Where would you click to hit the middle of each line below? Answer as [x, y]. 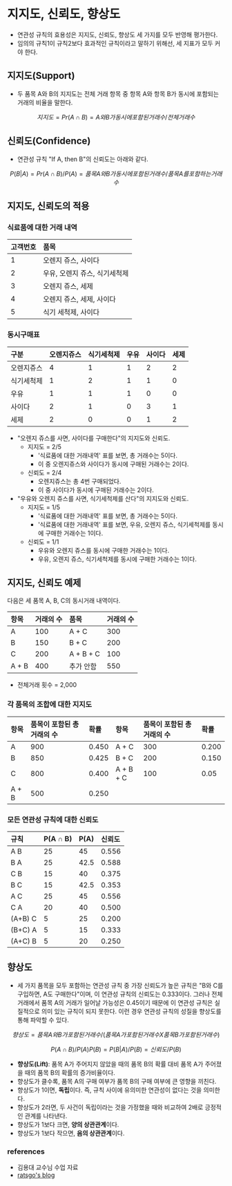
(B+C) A [24, 930]
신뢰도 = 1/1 [43, 542]
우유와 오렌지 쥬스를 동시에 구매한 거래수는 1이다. [104, 550]
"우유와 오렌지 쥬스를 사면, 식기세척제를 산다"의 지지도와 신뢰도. [103, 498]
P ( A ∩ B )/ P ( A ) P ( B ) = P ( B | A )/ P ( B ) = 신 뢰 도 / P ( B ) [116, 1049]
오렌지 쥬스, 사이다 [71, 261]
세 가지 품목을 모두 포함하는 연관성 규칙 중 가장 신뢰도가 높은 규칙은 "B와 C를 [120, 985]
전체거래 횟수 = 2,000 [47, 685]
